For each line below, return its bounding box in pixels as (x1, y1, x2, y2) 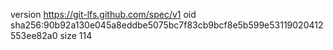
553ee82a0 (10, 30, 58, 41)
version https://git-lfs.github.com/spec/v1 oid (10, 9, 197, 20)
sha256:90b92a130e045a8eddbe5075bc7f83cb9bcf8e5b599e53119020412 (10, 19, 324, 31)
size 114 (59, 30, 93, 41)
